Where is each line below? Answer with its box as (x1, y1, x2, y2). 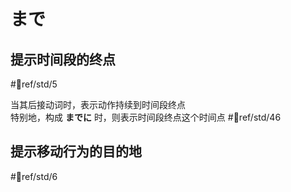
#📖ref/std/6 (10, 170, 58, 182)
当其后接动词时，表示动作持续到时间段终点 (10, 99, 186, 110)
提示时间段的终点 (10, 51, 116, 68)
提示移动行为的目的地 (10, 143, 142, 160)
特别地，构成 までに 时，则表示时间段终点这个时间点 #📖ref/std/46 (10, 111, 282, 123)
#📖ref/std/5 (10, 78, 58, 90)
